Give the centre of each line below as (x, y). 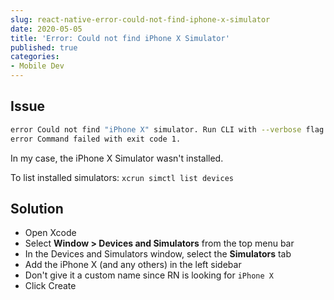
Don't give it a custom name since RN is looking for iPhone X (149, 275)
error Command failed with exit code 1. (96, 139)
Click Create (50, 286)
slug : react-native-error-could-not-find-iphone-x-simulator (140, 19)
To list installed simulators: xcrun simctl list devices (122, 177)
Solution (37, 208)
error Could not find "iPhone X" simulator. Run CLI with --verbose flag (167, 129)
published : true (44, 47)
